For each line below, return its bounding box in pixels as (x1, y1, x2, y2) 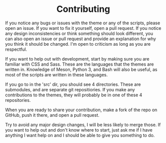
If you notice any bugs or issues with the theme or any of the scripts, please (5, 20, 160, 26)
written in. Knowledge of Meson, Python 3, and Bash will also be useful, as (5, 66, 158, 72)
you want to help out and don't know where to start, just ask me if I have (5, 127, 153, 133)
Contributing (56, 3, 111, 15)
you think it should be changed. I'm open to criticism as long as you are (5, 41, 151, 47)
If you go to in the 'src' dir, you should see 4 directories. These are (5, 81, 141, 87)
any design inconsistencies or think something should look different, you (5, 30, 154, 36)
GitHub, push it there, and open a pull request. (5, 112, 100, 118)
